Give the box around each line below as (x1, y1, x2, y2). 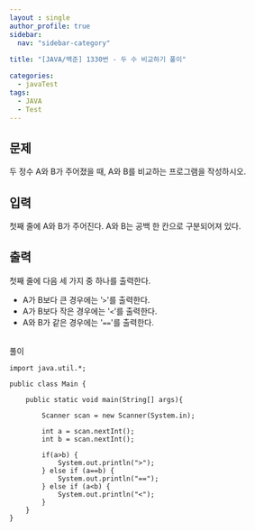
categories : (9, 71, 54, 81)
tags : (9, 87, 30, 97)
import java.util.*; (9, 363, 87, 372)
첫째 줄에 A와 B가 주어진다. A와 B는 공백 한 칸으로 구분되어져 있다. (9, 221, 241, 231)
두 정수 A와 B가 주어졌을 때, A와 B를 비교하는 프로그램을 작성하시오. (9, 166, 246, 177)
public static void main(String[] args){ (25, 395, 183, 404)
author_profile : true (9, 22, 91, 31)
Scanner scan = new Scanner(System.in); (41, 411, 196, 420)
